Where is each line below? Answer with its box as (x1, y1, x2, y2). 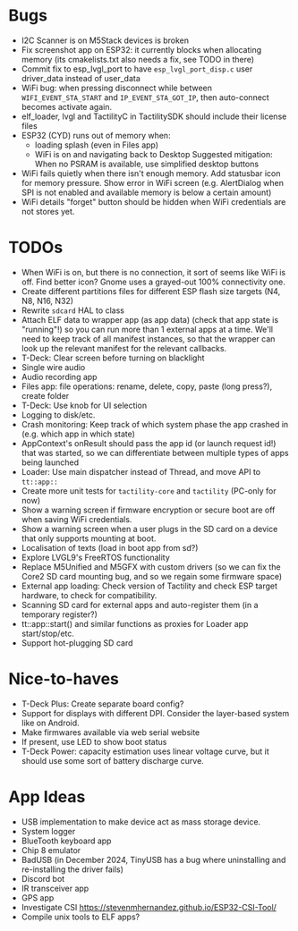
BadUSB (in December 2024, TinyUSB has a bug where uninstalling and (21, 854, 286, 865)
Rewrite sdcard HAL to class (21, 305, 124, 316)
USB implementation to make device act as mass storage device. (21, 816, 261, 827)
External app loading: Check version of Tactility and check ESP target (21, 580, 278, 591)
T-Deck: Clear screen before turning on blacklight (21, 352, 205, 363)
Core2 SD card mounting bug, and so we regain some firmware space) (21, 571, 283, 581)
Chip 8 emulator (21, 844, 81, 855)
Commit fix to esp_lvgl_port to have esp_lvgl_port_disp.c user (21, 63, 253, 74)
